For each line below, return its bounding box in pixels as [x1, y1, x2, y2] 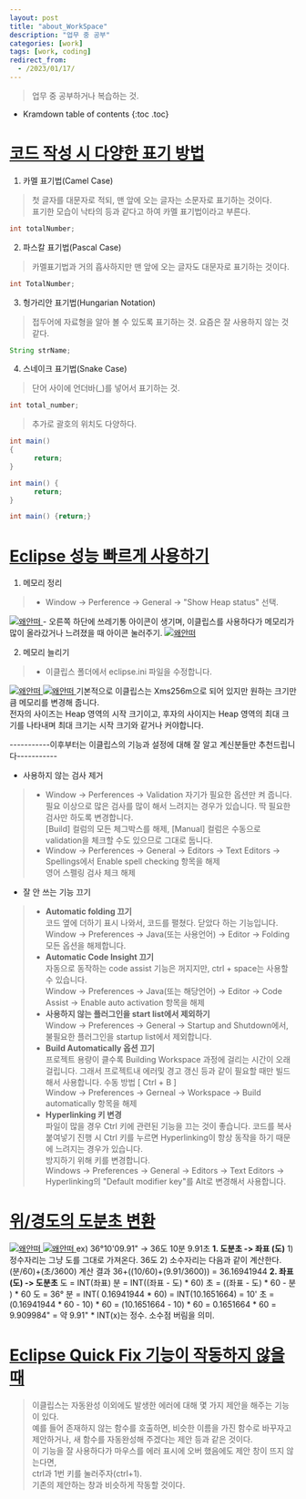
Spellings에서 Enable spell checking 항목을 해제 [45, 856, 220, 867]
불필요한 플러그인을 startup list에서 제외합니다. [45, 1032, 212, 1042]
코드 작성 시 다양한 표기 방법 [9, 143, 205, 164]
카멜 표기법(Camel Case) [22, 175, 114, 186]
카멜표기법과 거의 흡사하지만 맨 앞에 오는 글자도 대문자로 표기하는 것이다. [31, 261, 290, 272]
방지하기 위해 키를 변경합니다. [45, 1155, 150, 1166]
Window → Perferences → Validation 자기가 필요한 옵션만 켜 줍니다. [45, 789, 292, 800]
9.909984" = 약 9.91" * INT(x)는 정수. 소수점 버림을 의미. [9, 1309, 216, 1321]
